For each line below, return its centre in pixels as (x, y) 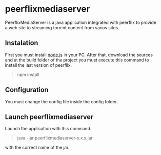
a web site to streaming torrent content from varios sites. (62, 27)
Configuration (27, 90)
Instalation (21, 43)
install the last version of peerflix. (39, 65)
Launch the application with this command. (48, 129)
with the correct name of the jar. (37, 148)
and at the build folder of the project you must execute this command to (77, 60)
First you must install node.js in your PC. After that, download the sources (79, 55)
